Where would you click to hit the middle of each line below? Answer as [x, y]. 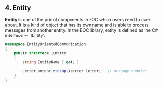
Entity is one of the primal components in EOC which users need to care [78, 19]
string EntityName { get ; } [51, 62]
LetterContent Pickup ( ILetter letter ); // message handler [85, 71]
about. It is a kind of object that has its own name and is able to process [77, 25]
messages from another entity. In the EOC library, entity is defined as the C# [81, 30]
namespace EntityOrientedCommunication [45, 44]
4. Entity [18, 8]
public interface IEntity [40, 53]
